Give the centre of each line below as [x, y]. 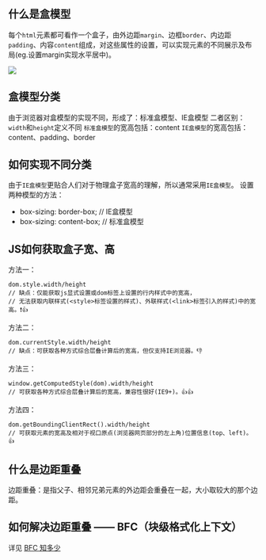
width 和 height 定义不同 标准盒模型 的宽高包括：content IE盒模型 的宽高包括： [128, 127]
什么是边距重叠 [45, 469]
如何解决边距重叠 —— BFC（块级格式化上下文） [125, 527]
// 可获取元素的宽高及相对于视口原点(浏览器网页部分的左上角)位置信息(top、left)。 [130, 433]
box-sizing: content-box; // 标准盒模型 [82, 222]
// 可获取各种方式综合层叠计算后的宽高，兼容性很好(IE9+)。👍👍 [101, 392]
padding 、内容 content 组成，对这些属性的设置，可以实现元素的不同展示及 [127, 44]
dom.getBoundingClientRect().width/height [79, 425]
